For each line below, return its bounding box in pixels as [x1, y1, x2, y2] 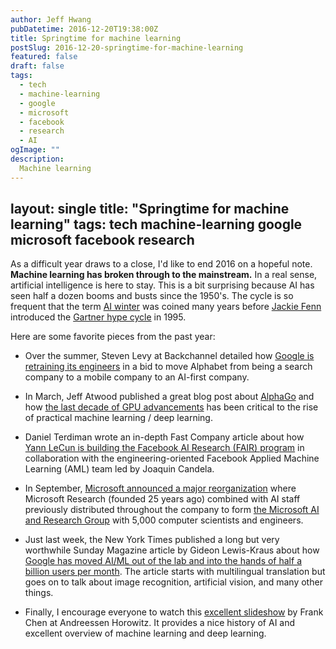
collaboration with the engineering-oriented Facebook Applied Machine [24, 452, 320, 465]
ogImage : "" [10, 145, 60, 155]
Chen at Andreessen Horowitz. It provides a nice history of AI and [24, 617, 296, 629]
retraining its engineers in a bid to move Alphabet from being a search [24, 361, 313, 373]
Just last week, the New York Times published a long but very [24, 534, 280, 546]
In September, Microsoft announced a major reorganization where [24, 482, 297, 495]
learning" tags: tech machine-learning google [10, 216, 303, 233]
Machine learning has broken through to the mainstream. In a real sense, [10, 269, 318, 281]
